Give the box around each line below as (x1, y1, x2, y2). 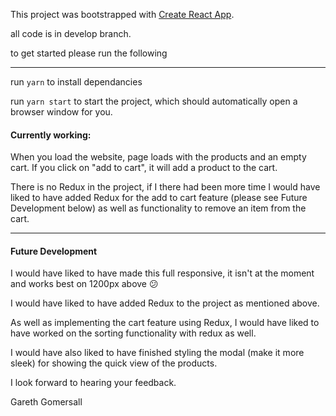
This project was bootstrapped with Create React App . (10, 9, 235, 20)
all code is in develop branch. (10, 28, 132, 39)
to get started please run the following (10, 47, 168, 59)
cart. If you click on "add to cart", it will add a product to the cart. (10, 162, 278, 174)
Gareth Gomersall (10, 396, 83, 408)
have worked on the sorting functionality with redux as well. (10, 327, 257, 339)
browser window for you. (10, 106, 113, 118)
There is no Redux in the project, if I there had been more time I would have (10, 181, 321, 193)
